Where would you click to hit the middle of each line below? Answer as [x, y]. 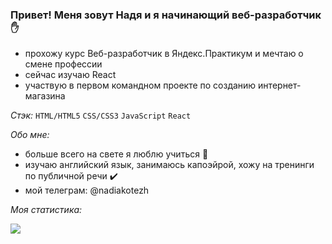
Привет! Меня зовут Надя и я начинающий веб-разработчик [166, 15]
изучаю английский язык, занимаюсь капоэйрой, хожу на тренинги [169, 165]
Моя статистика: [46, 210]
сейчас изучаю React [70, 75]
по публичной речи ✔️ [71, 176]
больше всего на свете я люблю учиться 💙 [116, 154]
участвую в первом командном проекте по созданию [140, 85]
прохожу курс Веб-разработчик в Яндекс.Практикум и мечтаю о [164, 54]
